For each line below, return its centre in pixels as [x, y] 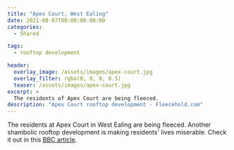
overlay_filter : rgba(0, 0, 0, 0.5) [67, 78]
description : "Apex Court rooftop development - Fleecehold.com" [105, 105]
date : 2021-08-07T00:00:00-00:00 [56, 20]
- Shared [26, 33]
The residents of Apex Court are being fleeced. [86, 98]
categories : [25, 27]
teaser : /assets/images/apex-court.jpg [72, 85]
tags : [15, 46]
